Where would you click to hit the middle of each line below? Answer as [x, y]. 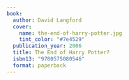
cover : [22, 26]
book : [14, 14]
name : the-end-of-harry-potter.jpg [71, 33]
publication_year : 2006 [47, 46]
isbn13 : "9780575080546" [49, 59]
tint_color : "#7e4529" [52, 40]
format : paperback [40, 65]
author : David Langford [47, 20]
